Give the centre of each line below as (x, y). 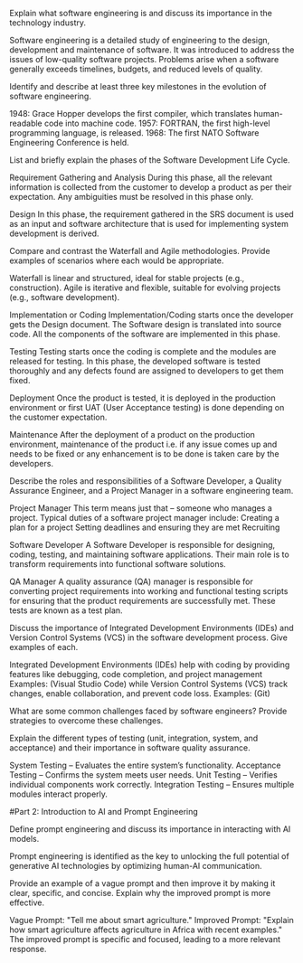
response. (28, 949)
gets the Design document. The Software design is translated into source (146, 324)
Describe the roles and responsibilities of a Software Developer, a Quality (146, 481)
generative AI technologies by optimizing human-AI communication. (136, 866)
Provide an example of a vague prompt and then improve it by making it (142, 883)
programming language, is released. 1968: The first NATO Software (134, 133)
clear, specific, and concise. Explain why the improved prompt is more (140, 893)
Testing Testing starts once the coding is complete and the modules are (143, 351)
